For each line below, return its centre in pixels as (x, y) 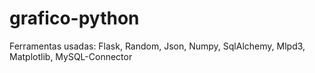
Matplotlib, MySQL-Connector (71, 56)
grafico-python (74, 18)
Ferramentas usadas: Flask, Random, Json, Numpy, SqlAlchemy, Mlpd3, (157, 46)
